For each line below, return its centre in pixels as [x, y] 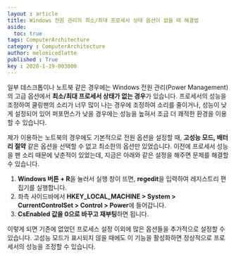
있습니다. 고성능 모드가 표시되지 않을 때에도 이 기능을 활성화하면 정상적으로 [110, 237]
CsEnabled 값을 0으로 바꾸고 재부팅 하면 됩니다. [83, 214]
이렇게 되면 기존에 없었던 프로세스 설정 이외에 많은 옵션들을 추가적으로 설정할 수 [116, 229]
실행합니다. [51, 187]
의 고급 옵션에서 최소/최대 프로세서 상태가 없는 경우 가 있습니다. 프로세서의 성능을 [117, 96]
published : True [33, 60]
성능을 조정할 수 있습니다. [61, 246]
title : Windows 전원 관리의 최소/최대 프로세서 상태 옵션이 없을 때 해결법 [103, 20]
